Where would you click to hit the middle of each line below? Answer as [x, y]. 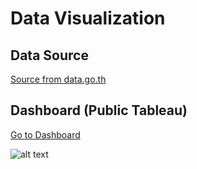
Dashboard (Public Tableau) [99, 110]
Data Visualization [88, 18]
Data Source [49, 55]
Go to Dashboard [45, 134]
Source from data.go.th [58, 79]
